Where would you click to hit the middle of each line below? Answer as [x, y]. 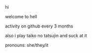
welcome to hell [21, 16]
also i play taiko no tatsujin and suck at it [46, 36]
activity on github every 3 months [39, 26]
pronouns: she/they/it [27, 45]
